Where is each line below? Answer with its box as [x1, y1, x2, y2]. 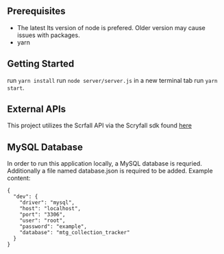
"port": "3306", [19, 212, 66, 218]
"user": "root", [19, 217, 66, 225]
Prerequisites [7, 5, 66, 17]
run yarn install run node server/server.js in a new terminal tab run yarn [7, 76, 218, 84]
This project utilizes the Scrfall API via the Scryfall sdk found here [7, 121, 192, 129]
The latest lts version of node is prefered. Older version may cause [16, 23, 206, 31]
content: [7, 174, 31, 182]
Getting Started [7, 58, 75, 70]
